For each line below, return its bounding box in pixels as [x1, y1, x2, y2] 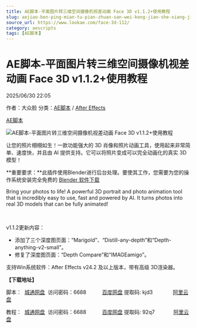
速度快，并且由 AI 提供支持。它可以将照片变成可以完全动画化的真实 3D [16, 149, 186, 156]
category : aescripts [6, 25, 57, 31]
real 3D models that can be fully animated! [6, 200, 108, 207]
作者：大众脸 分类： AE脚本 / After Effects [6, 104, 106, 112]
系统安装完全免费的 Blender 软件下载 [11, 176, 100, 183]
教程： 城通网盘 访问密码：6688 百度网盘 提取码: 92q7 [6, 309, 155, 316]
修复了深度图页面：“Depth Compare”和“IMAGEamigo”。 [14, 251, 150, 259]
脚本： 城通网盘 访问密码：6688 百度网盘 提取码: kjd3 [6, 289, 153, 296]
